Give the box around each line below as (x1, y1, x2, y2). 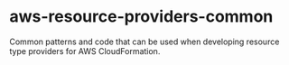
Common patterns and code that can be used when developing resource (9, 36, 280, 47)
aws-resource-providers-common (9, 6, 274, 27)
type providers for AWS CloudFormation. (9, 45, 161, 56)
